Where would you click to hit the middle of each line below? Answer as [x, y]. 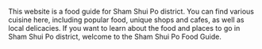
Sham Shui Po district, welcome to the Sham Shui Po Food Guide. [115, 36]
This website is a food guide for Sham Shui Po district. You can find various [131, 11]
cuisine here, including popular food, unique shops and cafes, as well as [126, 20]
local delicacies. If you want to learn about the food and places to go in [124, 28]
